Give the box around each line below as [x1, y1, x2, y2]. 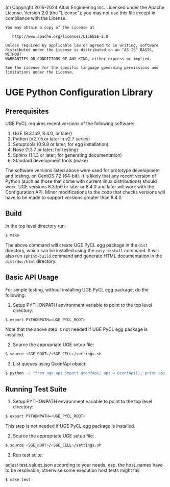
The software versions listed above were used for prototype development [5, 167, 160, 173]
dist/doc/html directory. [5, 258, 57, 264]
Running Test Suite [5, 385, 67, 394]
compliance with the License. [5, 15, 67, 21]
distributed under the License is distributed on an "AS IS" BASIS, [5, 47, 154, 53]
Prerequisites [5, 107, 49, 115]
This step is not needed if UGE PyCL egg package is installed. [5, 423, 135, 429]
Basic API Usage [5, 273, 59, 282]
